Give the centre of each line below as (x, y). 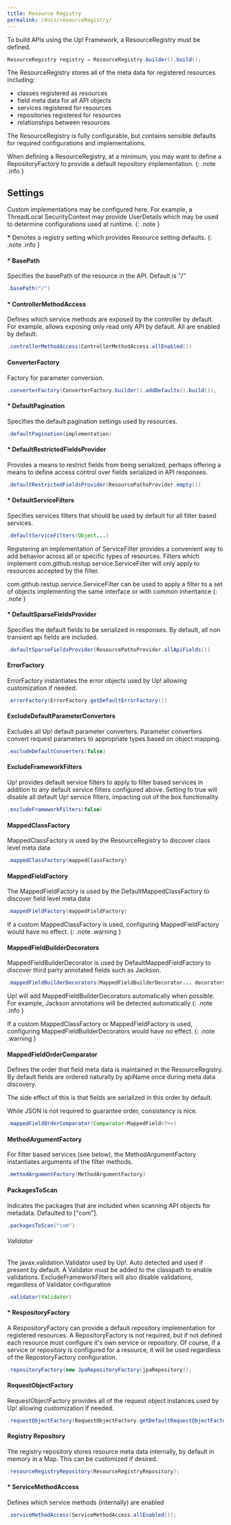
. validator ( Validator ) (40, 1297)
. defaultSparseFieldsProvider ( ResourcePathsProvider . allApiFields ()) (109, 649)
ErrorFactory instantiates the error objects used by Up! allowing (97, 680)
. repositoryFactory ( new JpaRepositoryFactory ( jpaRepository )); (100, 1370)
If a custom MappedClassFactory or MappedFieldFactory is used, (100, 1024)
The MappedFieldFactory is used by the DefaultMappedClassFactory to (108, 891)
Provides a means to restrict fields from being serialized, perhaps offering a (114, 464)
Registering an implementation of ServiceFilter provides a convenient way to (115, 549)
